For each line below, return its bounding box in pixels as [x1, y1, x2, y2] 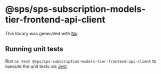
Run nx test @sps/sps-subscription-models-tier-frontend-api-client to [5, 58, 156, 64]
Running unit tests [5, 45, 63, 53]
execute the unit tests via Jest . [5, 63, 68, 69]
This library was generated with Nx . [5, 30, 78, 36]
